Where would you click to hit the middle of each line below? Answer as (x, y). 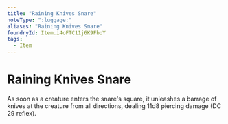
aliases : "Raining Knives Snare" (55, 26)
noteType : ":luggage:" (39, 20)
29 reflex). (22, 113)
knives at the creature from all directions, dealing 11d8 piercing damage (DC (114, 106)
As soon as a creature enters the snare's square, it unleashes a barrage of (112, 99)
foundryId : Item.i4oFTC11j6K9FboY (57, 33)
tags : (15, 39)
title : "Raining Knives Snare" (52, 13)
